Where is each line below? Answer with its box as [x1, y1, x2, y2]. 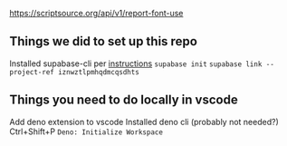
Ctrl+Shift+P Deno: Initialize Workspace [9, 126, 163, 137]
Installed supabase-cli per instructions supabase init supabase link [9, 58, 263, 69]
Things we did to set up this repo [9, 34, 197, 49]
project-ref [9, 67, 54, 76]
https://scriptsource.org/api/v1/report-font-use [9, 8, 184, 18]
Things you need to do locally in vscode [9, 92, 238, 108]
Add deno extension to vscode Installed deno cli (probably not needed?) [9, 116, 279, 127]
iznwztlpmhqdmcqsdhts [57, 67, 140, 76]
